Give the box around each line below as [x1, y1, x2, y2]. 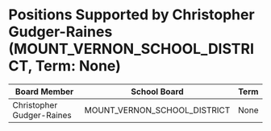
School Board [131, 86, 184, 97]
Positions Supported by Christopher [8, 6, 256, 24]
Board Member [15, 86, 74, 97]
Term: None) [35, 57, 121, 76]
